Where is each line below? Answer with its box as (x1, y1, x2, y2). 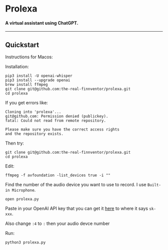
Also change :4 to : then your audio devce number (5, 220, 110, 226)
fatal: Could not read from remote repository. (5, 118, 106, 123)
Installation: (5, 64, 29, 70)
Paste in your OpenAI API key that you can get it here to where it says (5, 205, 148, 211)
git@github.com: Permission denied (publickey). (5, 114, 108, 119)
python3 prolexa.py (5, 240, 46, 245)
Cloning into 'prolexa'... (5, 109, 61, 114)
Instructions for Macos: (5, 54, 53, 60)
